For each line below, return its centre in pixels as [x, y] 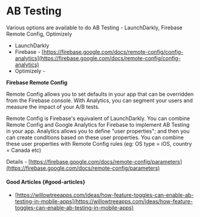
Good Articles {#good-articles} [46, 182]
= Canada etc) [24, 150]
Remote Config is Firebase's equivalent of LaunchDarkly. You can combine [98, 118]
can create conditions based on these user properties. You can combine [95, 137]
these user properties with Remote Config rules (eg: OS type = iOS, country [99, 143]
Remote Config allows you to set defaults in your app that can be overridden [100, 94]
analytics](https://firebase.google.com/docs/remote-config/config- [98, 58]
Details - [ [19, 161]
